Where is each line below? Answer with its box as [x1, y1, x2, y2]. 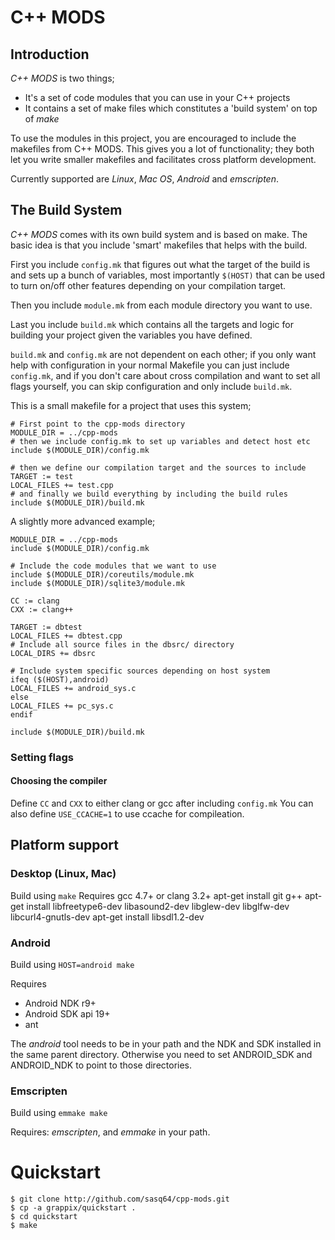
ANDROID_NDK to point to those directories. [10, 1059, 193, 1071]
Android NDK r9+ [24, 997, 97, 1009]
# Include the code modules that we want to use [10, 561, 217, 571]
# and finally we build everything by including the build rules [10, 489, 288, 499]
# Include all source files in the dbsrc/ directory [10, 639, 235, 650]
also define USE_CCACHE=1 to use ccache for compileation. [10, 807, 245, 820]
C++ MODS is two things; [10, 72, 115, 84]
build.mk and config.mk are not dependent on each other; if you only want [10, 348, 317, 360]
